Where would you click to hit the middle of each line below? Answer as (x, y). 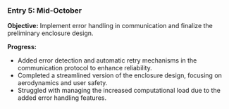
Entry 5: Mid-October (45, 11)
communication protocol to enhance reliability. (85, 68)
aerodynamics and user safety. (62, 83)
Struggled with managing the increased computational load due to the (119, 91)
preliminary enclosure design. (50, 33)
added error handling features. (62, 98)
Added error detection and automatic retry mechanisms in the (107, 60)
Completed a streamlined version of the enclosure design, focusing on (119, 75)
